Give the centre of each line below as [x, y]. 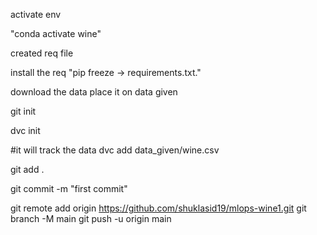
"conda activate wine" [56, 33]
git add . [27, 169]
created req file [42, 53]
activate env [36, 14]
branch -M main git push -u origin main [91, 218]
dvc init [25, 130]
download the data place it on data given [94, 92]
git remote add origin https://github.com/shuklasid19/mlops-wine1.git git [158, 208]
